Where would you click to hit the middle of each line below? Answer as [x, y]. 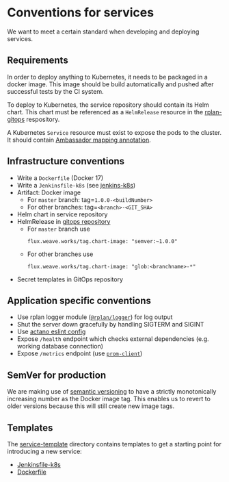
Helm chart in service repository [62, 214]
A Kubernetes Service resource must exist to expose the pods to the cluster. [114, 132]
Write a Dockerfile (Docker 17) [60, 178]
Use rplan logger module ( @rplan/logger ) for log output [95, 317]
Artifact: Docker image [49, 192]
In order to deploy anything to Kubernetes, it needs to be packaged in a [108, 77]
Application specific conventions [79, 300]
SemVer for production [57, 375]
